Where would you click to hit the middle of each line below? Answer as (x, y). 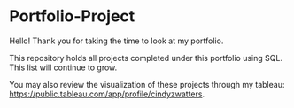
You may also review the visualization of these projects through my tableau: (147, 84)
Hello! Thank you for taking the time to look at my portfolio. (116, 41)
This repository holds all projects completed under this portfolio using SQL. (146, 58)
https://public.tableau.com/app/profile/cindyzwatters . (107, 94)
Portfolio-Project (72, 16)
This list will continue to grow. (63, 67)
